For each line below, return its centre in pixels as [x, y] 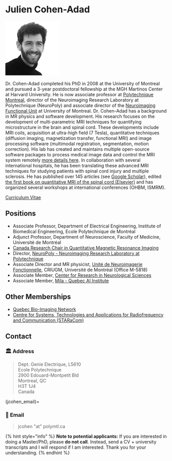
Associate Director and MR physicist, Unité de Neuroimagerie [78, 264]
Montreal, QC [32, 381]
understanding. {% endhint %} [38, 453]
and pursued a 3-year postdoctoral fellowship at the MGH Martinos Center [84, 89]
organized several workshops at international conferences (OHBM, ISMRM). [85, 187]
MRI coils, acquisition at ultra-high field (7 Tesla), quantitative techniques [82, 133]
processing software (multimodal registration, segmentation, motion [77, 144]
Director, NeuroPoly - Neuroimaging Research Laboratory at [76, 253]
